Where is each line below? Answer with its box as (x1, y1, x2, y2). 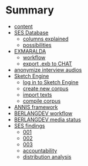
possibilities (22, 41, 52, 49)
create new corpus (22, 85, 69, 92)
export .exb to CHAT (22, 60, 73, 67)
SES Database (13, 29, 49, 36)
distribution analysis (22, 153, 72, 160)
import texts (22, 91, 52, 98)
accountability (22, 147, 57, 154)
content (13, 23, 33, 30)
